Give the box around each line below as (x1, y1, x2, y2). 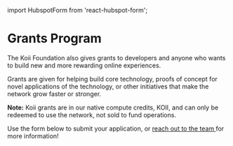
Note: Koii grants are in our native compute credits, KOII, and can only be (7, 103, 219, 112)
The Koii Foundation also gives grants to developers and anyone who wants (7, 53, 226, 62)
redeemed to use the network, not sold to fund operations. (7, 110, 177, 119)
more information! (7, 131, 59, 140)
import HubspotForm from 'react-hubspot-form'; (7, 6, 148, 14)
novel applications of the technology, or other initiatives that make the (7, 82, 209, 91)
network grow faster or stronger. (7, 89, 102, 98)
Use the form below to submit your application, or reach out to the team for (7, 124, 225, 133)
